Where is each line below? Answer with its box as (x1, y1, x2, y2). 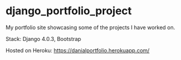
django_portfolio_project (5, 4, 132, 18)
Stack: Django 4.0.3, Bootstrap (5, 35, 82, 42)
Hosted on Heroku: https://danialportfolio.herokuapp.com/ (5, 46, 150, 54)
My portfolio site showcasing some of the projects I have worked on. (5, 24, 176, 31)
